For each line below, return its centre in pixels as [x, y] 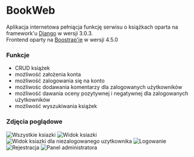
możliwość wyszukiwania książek [56, 106]
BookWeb [31, 10]
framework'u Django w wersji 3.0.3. [50, 33]
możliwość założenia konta [48, 75]
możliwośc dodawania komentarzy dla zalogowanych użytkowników [98, 87]
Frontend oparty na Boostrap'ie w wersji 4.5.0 [62, 39]
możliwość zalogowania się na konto [60, 81]
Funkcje [18, 55]
